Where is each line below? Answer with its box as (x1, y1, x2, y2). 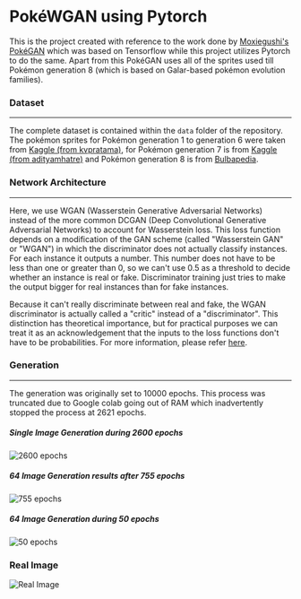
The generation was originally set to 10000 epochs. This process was (9, 387, 266, 398)
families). (9, 74, 43, 84)
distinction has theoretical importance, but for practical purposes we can (9, 317, 279, 328)
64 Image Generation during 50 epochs (9, 514, 159, 525)
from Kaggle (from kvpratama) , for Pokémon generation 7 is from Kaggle (9, 144, 278, 155)
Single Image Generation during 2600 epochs (9, 428, 184, 438)
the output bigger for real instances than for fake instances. (9, 281, 229, 292)
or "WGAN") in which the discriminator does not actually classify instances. (9, 243, 288, 254)
